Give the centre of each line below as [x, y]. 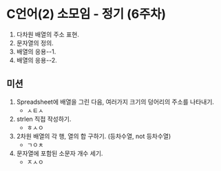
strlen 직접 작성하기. [44, 119]
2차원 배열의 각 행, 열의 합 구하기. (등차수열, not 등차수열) [94, 136]
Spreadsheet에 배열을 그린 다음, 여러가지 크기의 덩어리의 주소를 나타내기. [115, 102]
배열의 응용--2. [37, 60]
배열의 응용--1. [36, 52]
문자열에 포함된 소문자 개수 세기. [60, 153]
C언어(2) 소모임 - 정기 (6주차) [86, 14]
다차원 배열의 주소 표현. [48, 34]
